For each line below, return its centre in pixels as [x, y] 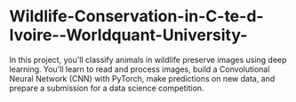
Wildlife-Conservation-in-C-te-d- [136, 16]
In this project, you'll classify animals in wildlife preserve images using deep [148, 59]
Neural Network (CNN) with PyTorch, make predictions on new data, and [142, 78]
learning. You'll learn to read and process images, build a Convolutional [140, 69]
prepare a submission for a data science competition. [107, 88]
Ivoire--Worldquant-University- [128, 35]
